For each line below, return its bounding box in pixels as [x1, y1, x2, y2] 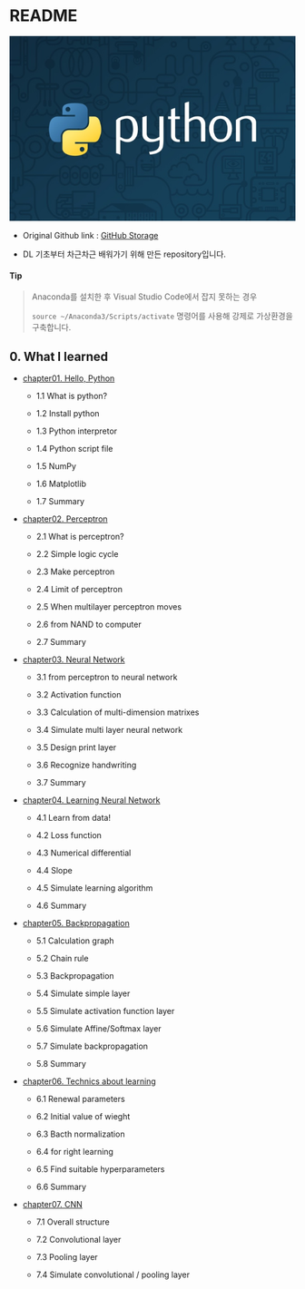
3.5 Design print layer [35, 742, 117, 753]
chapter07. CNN [22, 1199, 84, 1210]
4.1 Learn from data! [35, 813, 112, 824]
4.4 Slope [35, 865, 73, 876]
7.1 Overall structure [35, 1216, 111, 1227]
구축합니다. [31, 322, 72, 333]
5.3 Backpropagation [35, 971, 115, 981]
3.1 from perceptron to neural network [35, 672, 178, 683]
